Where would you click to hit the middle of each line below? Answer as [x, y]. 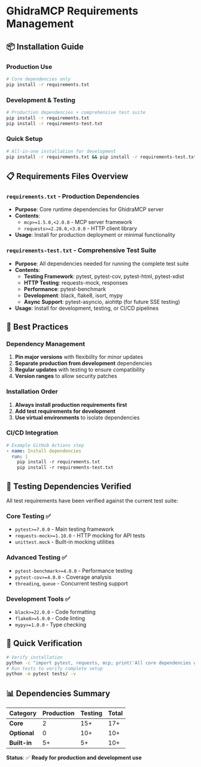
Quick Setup [25, 139]
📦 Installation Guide [45, 46]
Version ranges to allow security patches [66, 376]
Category [23, 713]
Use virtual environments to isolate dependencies [77, 417]
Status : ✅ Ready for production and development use [74, 758]
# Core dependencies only [38, 79]
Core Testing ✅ [29, 516]
